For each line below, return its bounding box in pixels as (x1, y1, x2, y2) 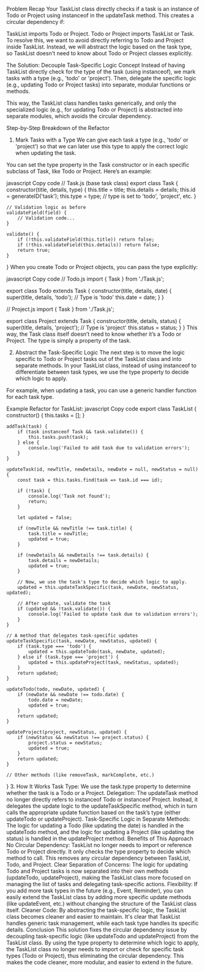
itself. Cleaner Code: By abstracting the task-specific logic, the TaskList (6, 906, 187, 914)
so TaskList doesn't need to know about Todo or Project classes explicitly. (6, 50, 193, 57)
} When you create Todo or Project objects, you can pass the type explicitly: (6, 264, 198, 270)
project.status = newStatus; (28, 740, 103, 746)
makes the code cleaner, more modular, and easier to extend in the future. (6, 959, 193, 966)
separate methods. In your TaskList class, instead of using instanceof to (15, 362, 197, 369)
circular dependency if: (6, 18, 65, 25)
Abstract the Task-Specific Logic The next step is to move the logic (15, 349, 185, 356)
